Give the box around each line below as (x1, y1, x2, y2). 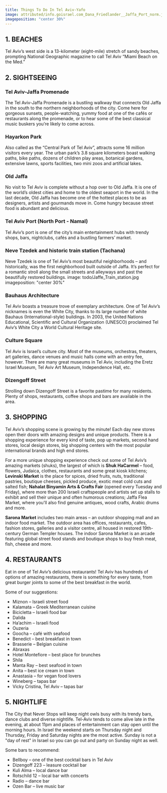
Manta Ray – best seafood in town (12, 662, 82, 668)
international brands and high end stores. (5, 447, 89, 453)
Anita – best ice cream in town (12, 667, 75, 673)
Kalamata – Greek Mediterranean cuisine (12, 604, 96, 610)
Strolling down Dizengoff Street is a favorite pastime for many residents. (5, 388, 153, 394)
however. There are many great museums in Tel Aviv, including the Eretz (5, 359, 153, 365)
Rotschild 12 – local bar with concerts (12, 773, 89, 779)
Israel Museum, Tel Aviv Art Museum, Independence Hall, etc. (5, 364, 132, 370)
